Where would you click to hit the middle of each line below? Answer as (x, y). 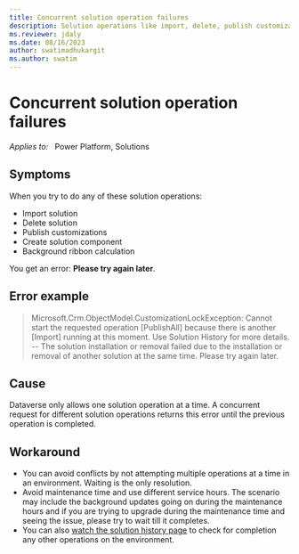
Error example (49, 296)
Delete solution (50, 223)
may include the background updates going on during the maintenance (152, 502)
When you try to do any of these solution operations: (106, 196)
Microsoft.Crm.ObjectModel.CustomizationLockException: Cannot (152, 318)
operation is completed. (53, 424)
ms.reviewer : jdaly (45, 34)
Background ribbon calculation (78, 251)
